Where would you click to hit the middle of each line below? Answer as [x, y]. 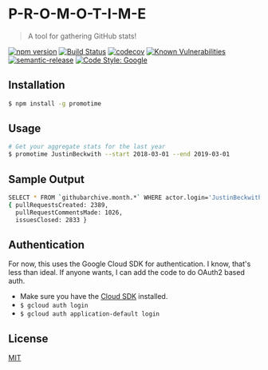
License [28, 338]
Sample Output [47, 179]
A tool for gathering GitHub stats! [82, 36]
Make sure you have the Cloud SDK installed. [94, 296]
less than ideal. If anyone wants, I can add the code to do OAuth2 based [126, 273]
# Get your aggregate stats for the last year [87, 147]
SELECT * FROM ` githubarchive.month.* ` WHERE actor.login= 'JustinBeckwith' [137, 197]
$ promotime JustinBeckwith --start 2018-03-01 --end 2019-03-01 [119, 154]
